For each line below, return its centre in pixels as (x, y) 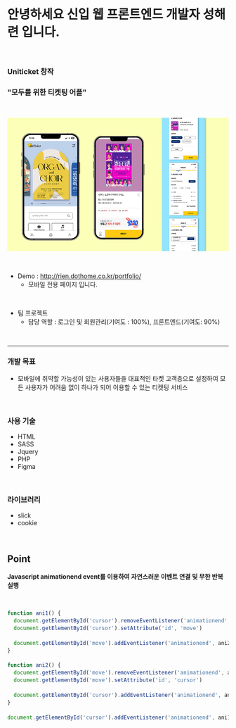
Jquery (28, 452)
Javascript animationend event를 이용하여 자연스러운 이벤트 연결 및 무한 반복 (115, 577)
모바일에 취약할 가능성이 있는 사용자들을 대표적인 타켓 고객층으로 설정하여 (118, 378)
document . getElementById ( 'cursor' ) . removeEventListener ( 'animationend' (121, 621)
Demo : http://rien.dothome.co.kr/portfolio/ (79, 276)
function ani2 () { (34, 665)
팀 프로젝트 (33, 313)
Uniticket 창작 (31, 71)
